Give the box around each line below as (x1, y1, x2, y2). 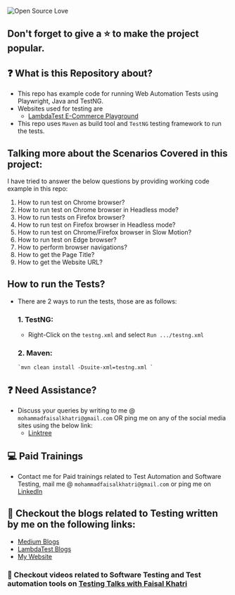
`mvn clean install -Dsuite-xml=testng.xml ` (17, 364, 153, 371)
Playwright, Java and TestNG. (17, 97, 104, 106)
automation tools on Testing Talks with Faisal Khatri (7, 578, 188, 588)
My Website (17, 552, 53, 560)
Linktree (27, 429, 52, 437)
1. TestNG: (17, 314, 54, 324)
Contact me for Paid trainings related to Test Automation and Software (17, 472, 222, 481)
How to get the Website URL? (17, 258, 103, 267)
